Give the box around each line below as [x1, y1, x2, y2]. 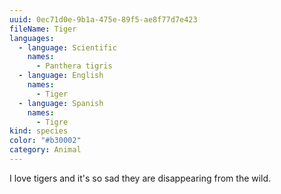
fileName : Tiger [9, 24, 77, 34]
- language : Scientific [18, 42, 117, 53]
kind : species [9, 126, 69, 136]
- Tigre [35, 117, 69, 127]
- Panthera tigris [35, 61, 113, 71]
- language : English [18, 71, 104, 81]
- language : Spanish [18, 98, 104, 108]
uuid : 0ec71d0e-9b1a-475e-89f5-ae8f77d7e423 [9, 14, 198, 25]
